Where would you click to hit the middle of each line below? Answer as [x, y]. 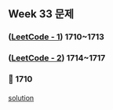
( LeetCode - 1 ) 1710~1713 [56, 37]
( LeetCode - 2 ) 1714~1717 [57, 58]
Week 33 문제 [41, 14]
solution [21, 97]
